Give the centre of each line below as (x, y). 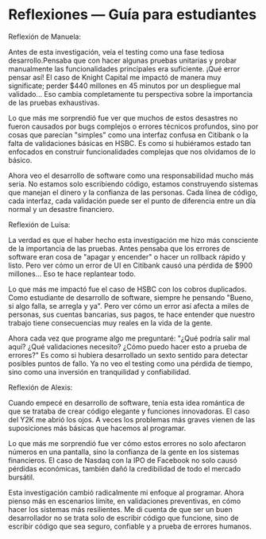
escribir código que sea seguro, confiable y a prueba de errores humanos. (130, 526)
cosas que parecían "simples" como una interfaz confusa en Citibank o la (128, 135)
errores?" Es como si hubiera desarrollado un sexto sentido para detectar (128, 355)
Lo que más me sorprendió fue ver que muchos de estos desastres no (123, 117)
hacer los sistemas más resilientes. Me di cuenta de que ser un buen (120, 509)
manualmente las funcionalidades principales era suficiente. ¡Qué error (124, 68)
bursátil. (21, 477)
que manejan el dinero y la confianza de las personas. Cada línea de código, (133, 192)
